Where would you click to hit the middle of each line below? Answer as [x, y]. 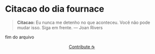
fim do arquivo [19, 37]
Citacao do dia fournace [55, 9]
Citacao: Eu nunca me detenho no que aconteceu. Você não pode [83, 22]
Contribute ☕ [82, 47]
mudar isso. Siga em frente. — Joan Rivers [60, 27]
